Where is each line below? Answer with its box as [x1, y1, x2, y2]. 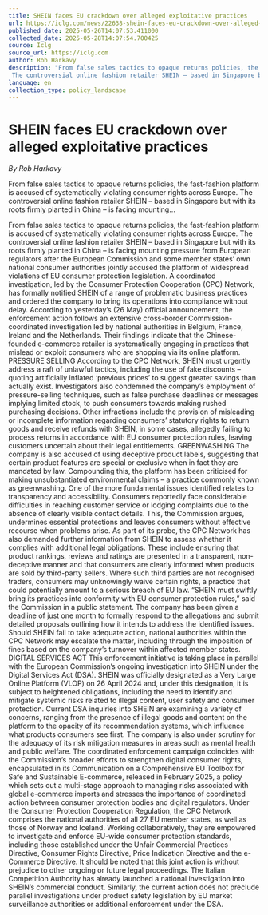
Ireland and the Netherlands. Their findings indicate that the [8, 331, 205, 340]
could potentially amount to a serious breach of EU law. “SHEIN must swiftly [8, 585, 258, 595]
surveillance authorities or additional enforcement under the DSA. [8, 900, 224, 909]
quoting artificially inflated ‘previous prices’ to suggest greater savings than [8, 373, 257, 383]
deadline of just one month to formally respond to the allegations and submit [8, 611, 259, 620]
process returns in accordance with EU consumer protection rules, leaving [8, 432, 253, 442]
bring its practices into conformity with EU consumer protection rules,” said [8, 594, 256, 603]
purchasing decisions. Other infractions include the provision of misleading [8, 407, 255, 416]
